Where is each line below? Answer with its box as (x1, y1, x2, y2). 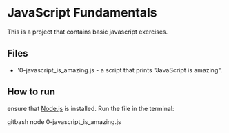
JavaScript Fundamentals (7, 5, 157, 21)
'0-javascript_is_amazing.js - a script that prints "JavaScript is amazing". (17, 65, 223, 74)
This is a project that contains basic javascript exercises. (7, 28, 168, 36)
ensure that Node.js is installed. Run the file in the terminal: (7, 104, 175, 112)
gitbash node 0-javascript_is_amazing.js (7, 117, 122, 125)
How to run (7, 86, 56, 98)
